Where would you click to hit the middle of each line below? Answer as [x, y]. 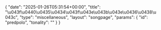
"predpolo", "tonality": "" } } [33, 22]
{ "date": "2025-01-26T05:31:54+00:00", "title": [53, 7]
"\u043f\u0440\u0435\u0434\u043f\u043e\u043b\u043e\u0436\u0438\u [81, 12]
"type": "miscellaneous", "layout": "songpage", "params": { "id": [83, 17]
